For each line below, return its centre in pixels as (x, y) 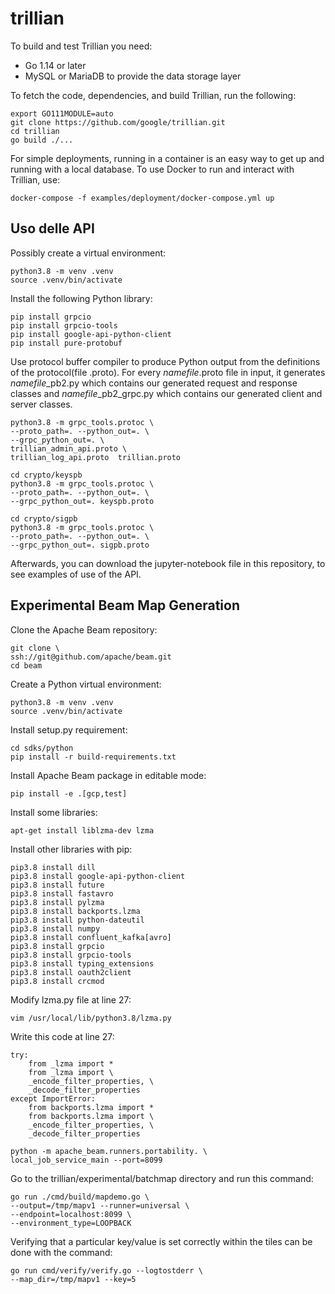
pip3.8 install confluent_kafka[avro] (91, 937)
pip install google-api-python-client (91, 334)
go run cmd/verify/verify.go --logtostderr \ (106, 1270)
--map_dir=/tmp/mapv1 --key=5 (73, 1279)
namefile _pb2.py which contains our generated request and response (154, 383)
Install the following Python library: (81, 298)
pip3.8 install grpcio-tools (71, 955)
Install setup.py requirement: (69, 729)
